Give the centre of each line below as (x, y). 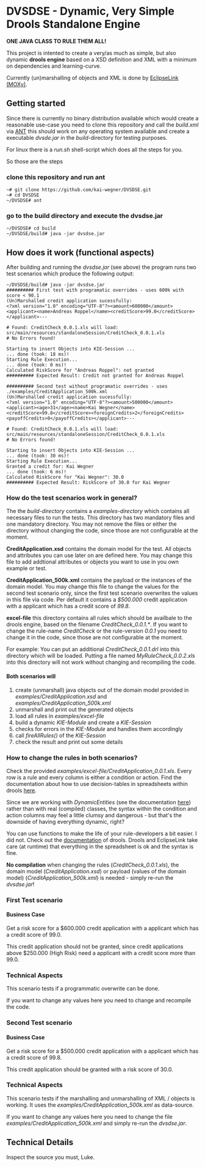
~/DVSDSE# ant (24, 201)
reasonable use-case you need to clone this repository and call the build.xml (103, 125)
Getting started (36, 104)
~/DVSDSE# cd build (31, 228)
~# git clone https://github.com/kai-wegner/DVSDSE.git (79, 190)
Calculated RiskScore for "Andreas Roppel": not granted (80, 371)
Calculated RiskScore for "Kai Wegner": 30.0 (65, 478)
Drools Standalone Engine (73, 24)
